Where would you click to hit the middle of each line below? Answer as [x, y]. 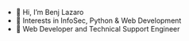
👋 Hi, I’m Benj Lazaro [50, 12]
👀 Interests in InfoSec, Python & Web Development [98, 20]
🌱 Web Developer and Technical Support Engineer [98, 29]
